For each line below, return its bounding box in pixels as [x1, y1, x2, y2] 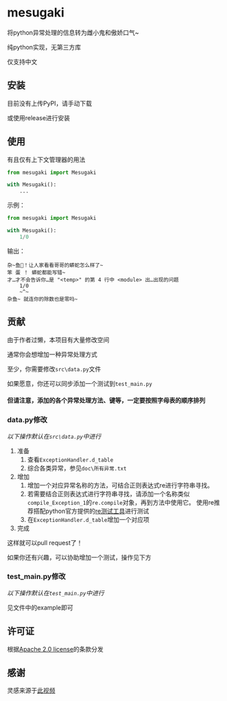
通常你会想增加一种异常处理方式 [7, 350, 97, 358]
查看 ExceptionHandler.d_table [27, 455, 114, 463]
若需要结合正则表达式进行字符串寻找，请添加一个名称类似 [27, 490, 190, 498]
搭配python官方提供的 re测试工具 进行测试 [33, 507, 150, 515]
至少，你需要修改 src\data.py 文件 [7, 365, 101, 373]
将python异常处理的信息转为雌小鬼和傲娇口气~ [7, 28, 139, 36]
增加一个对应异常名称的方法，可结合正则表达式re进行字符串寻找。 [27, 481, 214, 489]
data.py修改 [7, 415, 48, 425]
